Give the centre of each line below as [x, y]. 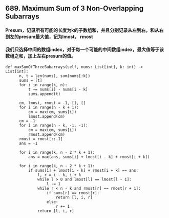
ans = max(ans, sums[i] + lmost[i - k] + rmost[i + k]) [89, 157]
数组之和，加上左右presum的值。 [40, 56]
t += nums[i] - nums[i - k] [58, 89]
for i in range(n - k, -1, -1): [53, 125]
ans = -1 [28, 143]
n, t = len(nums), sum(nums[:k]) [55, 76]
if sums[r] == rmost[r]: [73, 193]
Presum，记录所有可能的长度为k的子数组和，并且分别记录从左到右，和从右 [84, 30]
